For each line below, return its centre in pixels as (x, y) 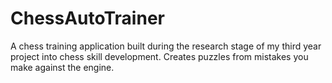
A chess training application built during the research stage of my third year (166, 46)
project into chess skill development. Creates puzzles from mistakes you (159, 56)
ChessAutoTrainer (87, 18)
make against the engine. (62, 67)
